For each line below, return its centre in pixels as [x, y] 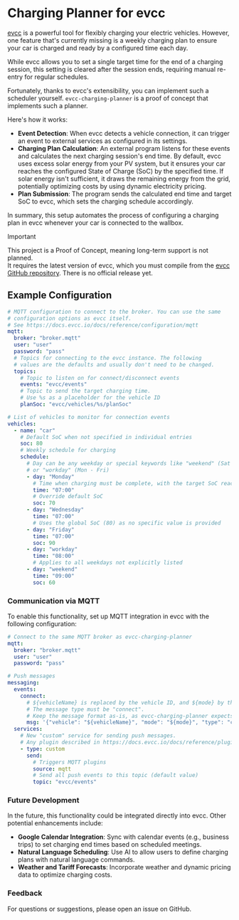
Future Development [43, 800]
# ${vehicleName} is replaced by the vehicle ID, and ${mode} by [125, 702]
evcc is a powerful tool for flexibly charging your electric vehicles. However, [118, 33]
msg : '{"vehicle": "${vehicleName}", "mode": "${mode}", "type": [125, 723]
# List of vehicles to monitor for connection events [89, 417]
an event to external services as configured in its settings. [102, 141]
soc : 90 [44, 543]
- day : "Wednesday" [55, 510]
